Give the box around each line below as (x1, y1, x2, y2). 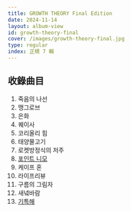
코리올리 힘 (17, 129, 48, 137)
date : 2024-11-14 (8, 16, 58, 23)
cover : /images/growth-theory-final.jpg (8, 36, 126, 42)
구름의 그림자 (17, 180, 53, 188)
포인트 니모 (17, 155, 48, 163)
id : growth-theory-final (8, 29, 79, 36)
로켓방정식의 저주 (17, 146, 64, 154)
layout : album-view (8, 23, 64, 29)
